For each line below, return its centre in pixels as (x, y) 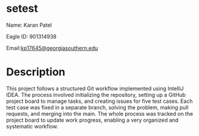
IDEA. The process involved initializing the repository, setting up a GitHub (96, 94)
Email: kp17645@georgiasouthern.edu (52, 48)
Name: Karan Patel (29, 25)
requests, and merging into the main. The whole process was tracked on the (100, 113)
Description (36, 72)
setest (22, 9)
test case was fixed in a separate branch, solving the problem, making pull (97, 107)
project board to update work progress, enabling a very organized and (92, 120)
